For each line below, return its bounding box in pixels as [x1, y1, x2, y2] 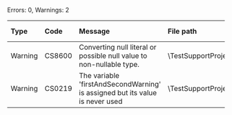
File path [168, 27, 197, 36]
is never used [79, 96, 123, 106]
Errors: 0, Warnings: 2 [7, 6, 70, 14]
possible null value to [79, 51, 148, 61]
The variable [79, 71, 119, 80]
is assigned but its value [79, 88, 157, 97]
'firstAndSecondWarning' [79, 79, 162, 89]
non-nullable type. [79, 60, 140, 69]
